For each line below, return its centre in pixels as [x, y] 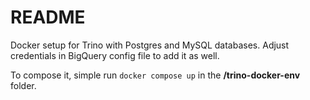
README [48, 17]
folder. [23, 85]
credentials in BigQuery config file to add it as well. [115, 55]
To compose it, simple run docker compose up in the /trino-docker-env [155, 75]
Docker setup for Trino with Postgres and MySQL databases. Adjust [150, 45]
